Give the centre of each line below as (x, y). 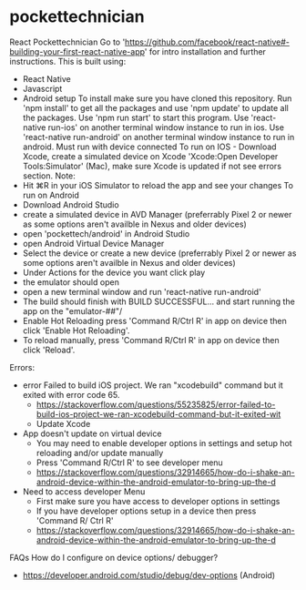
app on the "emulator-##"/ (72, 310)
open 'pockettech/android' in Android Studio (106, 233)
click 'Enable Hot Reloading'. (76, 331)
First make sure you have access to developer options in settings (158, 501)
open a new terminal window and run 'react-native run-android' (142, 291)
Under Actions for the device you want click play (114, 272)
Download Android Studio (71, 204)
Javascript (42, 88)
